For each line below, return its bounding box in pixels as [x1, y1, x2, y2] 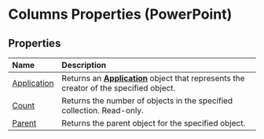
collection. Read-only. [61, 105, 144, 116]
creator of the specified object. [61, 83, 176, 93]
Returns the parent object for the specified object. [61, 118, 246, 128]
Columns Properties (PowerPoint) [8, 5, 233, 23]
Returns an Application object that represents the [61, 73, 245, 84]
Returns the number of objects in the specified [61, 95, 233, 106]
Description [61, 60, 107, 70]
